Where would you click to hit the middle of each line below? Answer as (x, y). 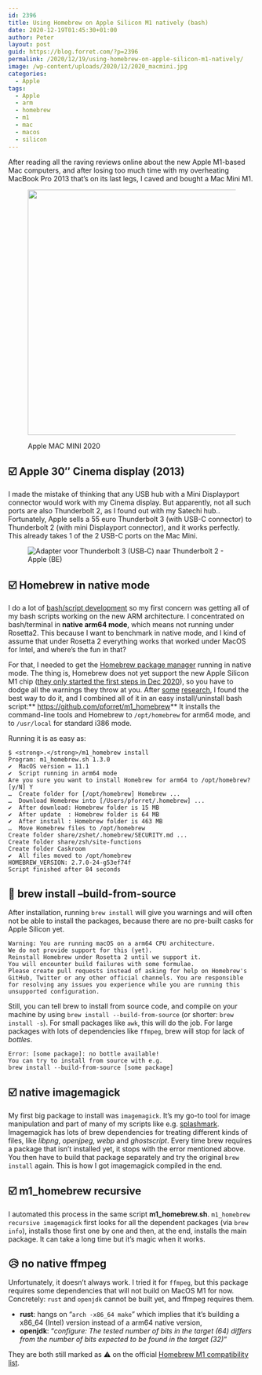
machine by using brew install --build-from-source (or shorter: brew (121, 1014)
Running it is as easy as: (47, 739)
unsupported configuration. (54, 991)
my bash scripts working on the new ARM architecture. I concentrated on (126, 616)
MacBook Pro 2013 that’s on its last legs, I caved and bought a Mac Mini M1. (131, 178)
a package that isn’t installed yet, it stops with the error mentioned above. (127, 1149)
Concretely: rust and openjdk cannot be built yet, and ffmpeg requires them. (131, 1299)
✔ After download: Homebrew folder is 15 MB (84, 808)
